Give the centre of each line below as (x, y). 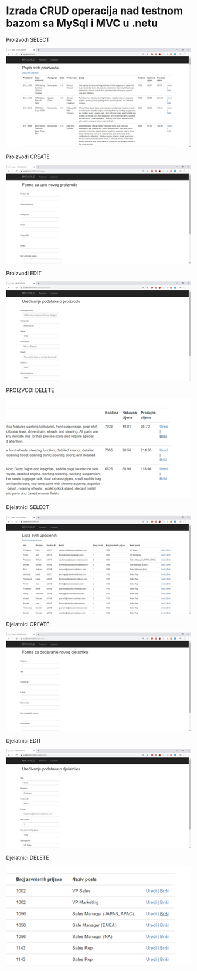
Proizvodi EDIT (24, 273)
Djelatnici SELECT (28, 507)
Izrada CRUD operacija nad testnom (95, 11)
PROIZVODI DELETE (30, 390)
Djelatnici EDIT (24, 741)
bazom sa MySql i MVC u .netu (82, 23)
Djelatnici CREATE (28, 624)
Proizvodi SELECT (28, 39)
